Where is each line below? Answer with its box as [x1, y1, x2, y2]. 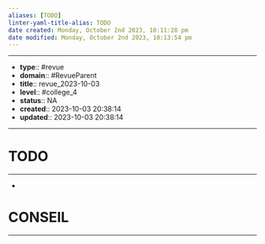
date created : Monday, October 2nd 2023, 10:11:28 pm [8, 26, 189, 34]
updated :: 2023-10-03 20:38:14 [19, 113, 124, 122]
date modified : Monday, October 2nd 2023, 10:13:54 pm [8, 33, 192, 42]
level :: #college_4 [19, 87, 77, 97]
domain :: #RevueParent [19, 71, 97, 80]
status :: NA [19, 96, 58, 105]
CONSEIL [8, 209, 69, 227]
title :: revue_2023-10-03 [19, 79, 100, 89]
